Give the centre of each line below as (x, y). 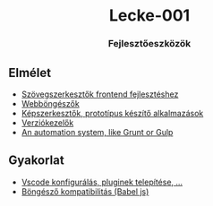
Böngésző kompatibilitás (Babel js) (85, 191)
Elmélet (30, 73)
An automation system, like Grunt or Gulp (97, 132)
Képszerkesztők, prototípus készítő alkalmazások (112, 113)
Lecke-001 (149, 16)
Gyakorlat (36, 161)
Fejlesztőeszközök (149, 44)
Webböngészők (50, 103)
